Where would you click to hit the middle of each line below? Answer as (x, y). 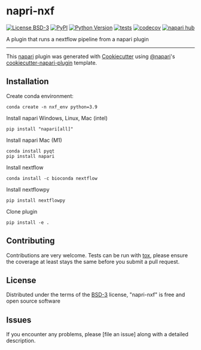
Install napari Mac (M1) (34, 140)
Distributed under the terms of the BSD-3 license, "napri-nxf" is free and (96, 295)
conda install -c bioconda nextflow (52, 178)
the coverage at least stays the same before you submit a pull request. (93, 261)
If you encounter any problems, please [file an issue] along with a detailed (97, 334)
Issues (19, 320)
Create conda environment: (40, 96)
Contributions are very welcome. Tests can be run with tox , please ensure (97, 255)
